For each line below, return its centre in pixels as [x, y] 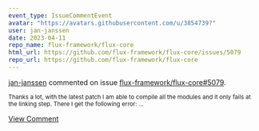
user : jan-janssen [39, 30]
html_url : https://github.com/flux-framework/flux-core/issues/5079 [125, 52]
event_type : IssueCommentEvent [60, 15]
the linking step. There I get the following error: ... [76, 104]
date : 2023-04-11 [37, 38]
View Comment [34, 118]
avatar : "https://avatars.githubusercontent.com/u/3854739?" [112, 23]
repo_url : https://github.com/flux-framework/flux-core [103, 60]
